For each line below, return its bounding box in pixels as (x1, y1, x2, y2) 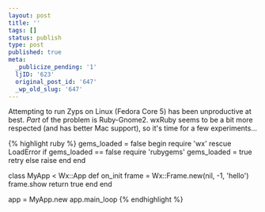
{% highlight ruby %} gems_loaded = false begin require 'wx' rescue (8, 139, 232, 149)
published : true (8, 48, 62, 56)
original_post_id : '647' (15, 78, 97, 85)
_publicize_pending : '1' (15, 63, 97, 71)
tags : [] (8, 26, 37, 34)
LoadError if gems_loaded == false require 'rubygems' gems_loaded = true (8, 147, 252, 157)
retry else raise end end (8, 156, 86, 165)
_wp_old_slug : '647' (15, 85, 83, 93)
